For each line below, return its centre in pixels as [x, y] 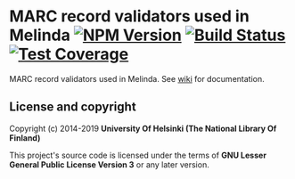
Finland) [25, 138]
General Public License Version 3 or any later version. [109, 164]
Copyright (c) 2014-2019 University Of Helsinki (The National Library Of [143, 128]
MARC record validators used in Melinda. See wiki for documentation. [137, 78]
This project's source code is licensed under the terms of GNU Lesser [138, 155]
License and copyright [73, 107]
